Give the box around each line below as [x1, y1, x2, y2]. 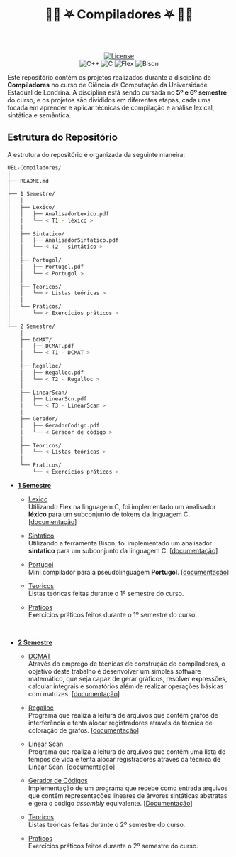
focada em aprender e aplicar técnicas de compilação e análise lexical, [7, 103, 215, 112]
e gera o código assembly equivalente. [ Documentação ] [28, 799, 193, 807]
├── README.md [7, 177, 50, 184]
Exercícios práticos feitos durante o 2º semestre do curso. [28, 841, 198, 850]
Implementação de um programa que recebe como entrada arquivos [28, 784, 228, 792]
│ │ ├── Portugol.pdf [7, 263, 84, 270]
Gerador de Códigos [28, 776, 89, 784]
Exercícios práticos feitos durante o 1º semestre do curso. [28, 610, 197, 619]
